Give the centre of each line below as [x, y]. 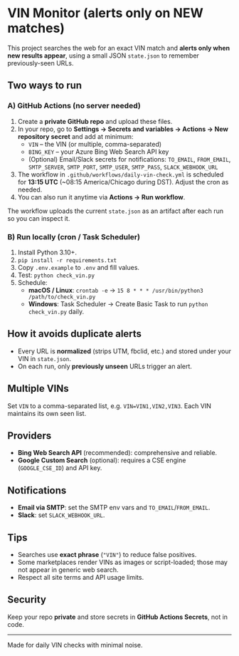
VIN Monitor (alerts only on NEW [106, 13]
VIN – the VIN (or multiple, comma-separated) [95, 144]
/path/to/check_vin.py [62, 297]
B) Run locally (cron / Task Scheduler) [74, 236]
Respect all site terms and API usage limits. [81, 577]
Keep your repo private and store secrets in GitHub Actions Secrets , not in [118, 617]
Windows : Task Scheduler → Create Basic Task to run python [118, 303]
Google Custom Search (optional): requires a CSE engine [102, 460]
